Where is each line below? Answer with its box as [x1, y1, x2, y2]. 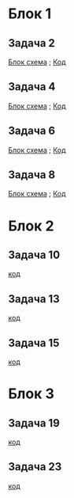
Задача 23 [8, 460, 62, 473]
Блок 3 [8, 385, 55, 403]
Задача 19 [8, 416, 61, 430]
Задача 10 [8, 249, 61, 262]
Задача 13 [8, 292, 61, 306]
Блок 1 [8, 5, 52, 23]
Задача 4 [8, 80, 56, 93]
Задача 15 [8, 336, 60, 349]
